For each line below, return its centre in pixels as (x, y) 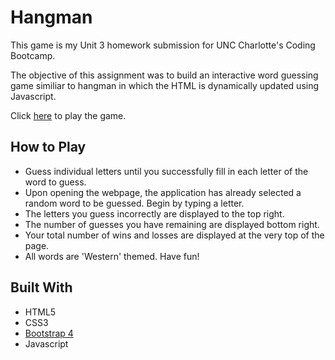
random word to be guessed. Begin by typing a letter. (134, 203)
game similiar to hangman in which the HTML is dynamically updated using (165, 85)
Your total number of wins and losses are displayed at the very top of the (174, 235)
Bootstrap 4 (49, 333)
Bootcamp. (33, 55)
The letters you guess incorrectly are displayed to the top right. (154, 213)
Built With (41, 287)
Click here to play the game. (68, 115)
